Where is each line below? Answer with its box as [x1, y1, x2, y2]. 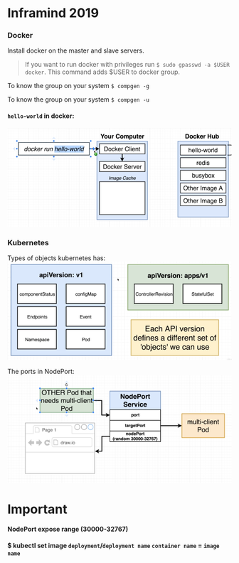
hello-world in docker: [7, 112, 75, 120]
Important [7, 501, 68, 517]
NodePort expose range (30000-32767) [7, 525, 129, 534]
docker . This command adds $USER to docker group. [24, 68, 180, 76]
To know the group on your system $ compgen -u [7, 95, 149, 104]
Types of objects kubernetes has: [7, 254, 106, 262]
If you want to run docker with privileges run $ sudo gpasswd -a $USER [24, 60, 230, 69]
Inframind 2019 [7, 5, 100, 21]
